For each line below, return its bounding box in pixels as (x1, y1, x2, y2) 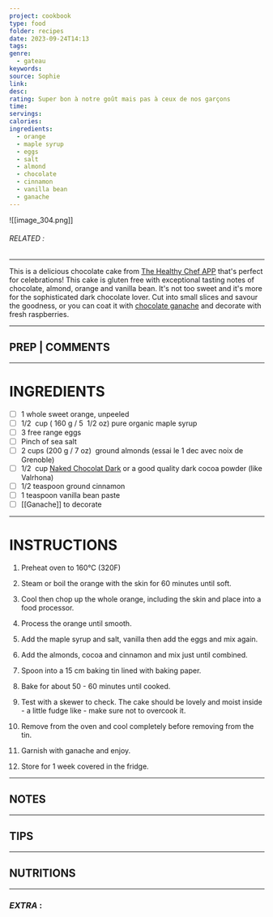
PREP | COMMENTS (9, 341, 110, 354)
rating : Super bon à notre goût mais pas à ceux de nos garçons (9, 95, 231, 103)
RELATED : (9, 234, 45, 243)
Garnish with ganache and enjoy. (20, 746, 131, 756)
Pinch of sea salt (20, 436, 78, 446)
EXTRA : (9, 900, 43, 911)
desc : (9, 87, 28, 96)
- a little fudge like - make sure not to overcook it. (20, 706, 186, 716)
